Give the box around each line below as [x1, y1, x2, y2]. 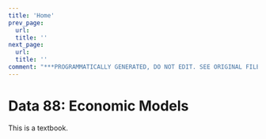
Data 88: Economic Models [8, 96, 189, 115]
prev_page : [8, 19, 44, 27]
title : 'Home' [8, 11, 55, 20]
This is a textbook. [8, 123, 69, 133]
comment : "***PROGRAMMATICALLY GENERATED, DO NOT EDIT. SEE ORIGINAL [8, 63, 243, 71]
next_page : [8, 41, 44, 49]
